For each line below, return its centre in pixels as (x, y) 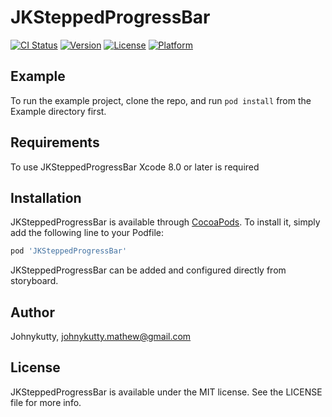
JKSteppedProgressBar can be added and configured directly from (148, 270)
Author (32, 312)
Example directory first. (58, 111)
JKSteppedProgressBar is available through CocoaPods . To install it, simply (165, 222)
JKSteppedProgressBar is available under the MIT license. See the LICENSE (166, 392)
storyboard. (34, 281)
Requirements (55, 142)
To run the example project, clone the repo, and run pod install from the (161, 100)
